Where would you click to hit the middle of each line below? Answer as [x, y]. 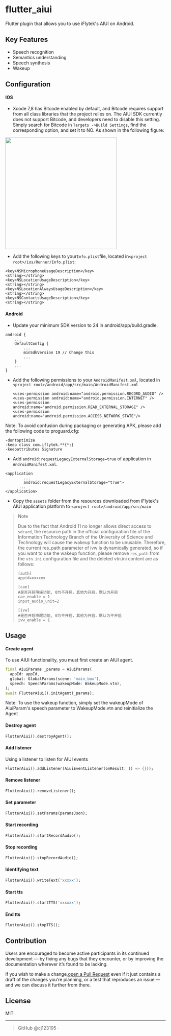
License [18, 1001]
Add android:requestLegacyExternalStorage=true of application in [82, 459]
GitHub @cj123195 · [38, 1028]
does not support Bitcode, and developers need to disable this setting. [86, 120]
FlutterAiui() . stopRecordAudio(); [42, 858]
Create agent [20, 649]
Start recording [22, 825]
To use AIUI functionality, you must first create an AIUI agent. [69, 660]
